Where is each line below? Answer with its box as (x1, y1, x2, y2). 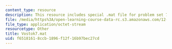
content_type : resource (5, 7, 56, 13)
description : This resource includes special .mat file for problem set (5, 12, 164, 17)
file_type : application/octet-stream (5, 21, 86, 27)
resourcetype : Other (5, 27, 50, 32)
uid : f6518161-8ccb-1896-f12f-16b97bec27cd (5, 36, 100, 41)
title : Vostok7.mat (5, 31, 47, 36)
